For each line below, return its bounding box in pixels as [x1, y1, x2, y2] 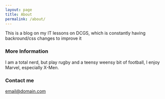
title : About [5, 12, 32, 17]
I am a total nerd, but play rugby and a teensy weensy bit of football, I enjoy [5, 59, 160, 65]
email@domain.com [5, 88, 46, 94]
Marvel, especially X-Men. [5, 64, 59, 70]
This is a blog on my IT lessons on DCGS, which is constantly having [5, 30, 146, 36]
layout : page [5, 7, 32, 12]
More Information [5, 48, 48, 55]
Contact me [5, 77, 34, 84]
